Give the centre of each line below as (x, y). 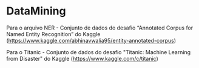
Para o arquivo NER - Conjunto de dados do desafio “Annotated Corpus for (100, 28)
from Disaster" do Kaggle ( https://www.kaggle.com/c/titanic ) (83, 58)
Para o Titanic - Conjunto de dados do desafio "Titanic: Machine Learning (99, 52)
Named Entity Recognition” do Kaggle (53, 34)
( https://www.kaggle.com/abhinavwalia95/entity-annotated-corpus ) (91, 40)
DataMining (36, 11)
